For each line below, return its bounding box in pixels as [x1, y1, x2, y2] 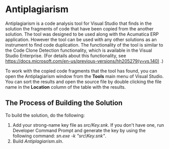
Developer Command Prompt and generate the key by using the [12, 127, 146, 133]
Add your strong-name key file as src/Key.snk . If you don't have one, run [12, 122, 164, 128]
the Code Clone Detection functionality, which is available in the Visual [5, 47, 152, 53]
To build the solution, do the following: [5, 112, 85, 118]
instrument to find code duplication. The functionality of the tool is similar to [5, 42, 163, 48]
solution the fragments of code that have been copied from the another [5, 25, 154, 31]
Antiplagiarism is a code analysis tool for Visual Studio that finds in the [5, 20, 152, 26]
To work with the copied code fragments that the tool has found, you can [5, 67, 157, 74]
